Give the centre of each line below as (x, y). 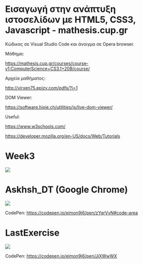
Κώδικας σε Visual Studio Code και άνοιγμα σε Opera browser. (70, 44)
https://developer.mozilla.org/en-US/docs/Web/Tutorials (63, 136)
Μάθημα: (15, 54)
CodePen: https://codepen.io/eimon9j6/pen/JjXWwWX (61, 256)
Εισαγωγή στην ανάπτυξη (61, 9)
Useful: (12, 117)
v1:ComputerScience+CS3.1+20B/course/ (48, 69)
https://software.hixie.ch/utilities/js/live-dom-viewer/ (59, 107)
